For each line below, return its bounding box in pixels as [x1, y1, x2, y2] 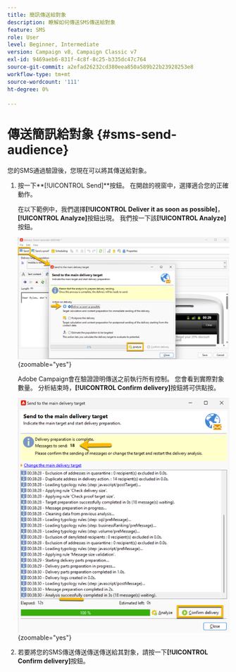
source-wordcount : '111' [7, 78, 80, 85]
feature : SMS [7, 26, 46, 33]
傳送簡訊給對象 [7, 127, 94, 142]
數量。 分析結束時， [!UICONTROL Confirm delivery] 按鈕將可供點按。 [17, 384, 221, 392]
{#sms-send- [96, 127, 178, 142]
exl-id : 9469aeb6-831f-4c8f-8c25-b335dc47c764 [7, 56, 147, 63]
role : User [7, 34, 39, 41]
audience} [7, 142, 69, 158]
